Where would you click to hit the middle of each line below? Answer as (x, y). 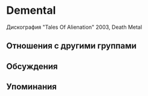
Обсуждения (32, 66)
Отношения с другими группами (72, 46)
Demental (31, 10)
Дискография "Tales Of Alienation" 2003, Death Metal (74, 27)
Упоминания (32, 87)
